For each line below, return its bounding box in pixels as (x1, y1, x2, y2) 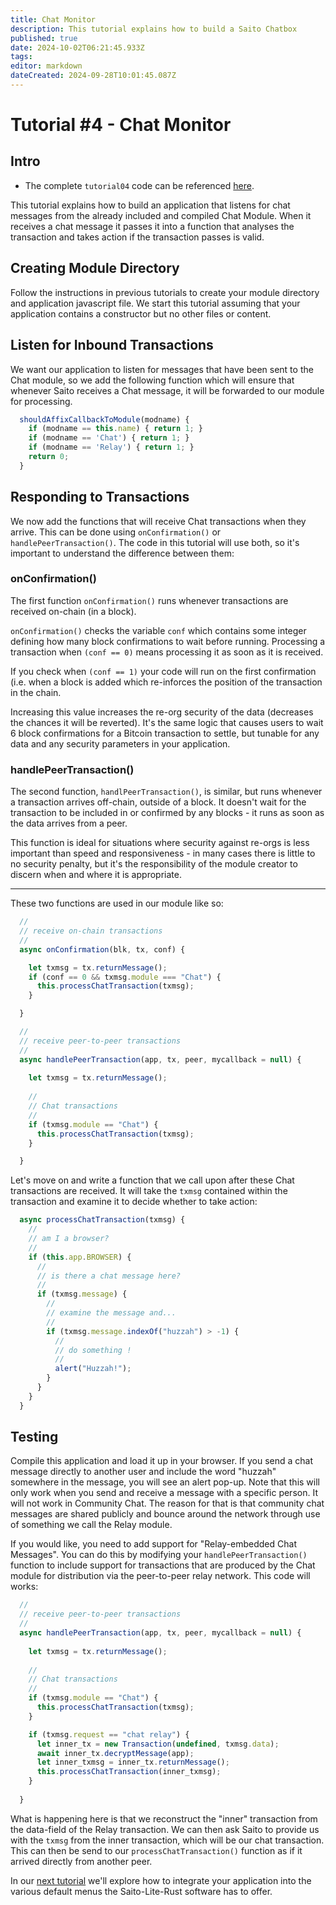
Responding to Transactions (10, 489, 190, 506)
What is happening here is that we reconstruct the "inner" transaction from (10, 1812, 318, 1825)
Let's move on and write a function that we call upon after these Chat (10, 1174, 295, 1186)
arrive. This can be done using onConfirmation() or (10, 526, 222, 538)
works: (10, 1581, 39, 1593)
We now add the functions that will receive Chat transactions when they (10, 515, 307, 527)
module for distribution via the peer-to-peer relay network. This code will (10, 1570, 311, 1582)
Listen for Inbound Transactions (10, 337, 214, 354)
